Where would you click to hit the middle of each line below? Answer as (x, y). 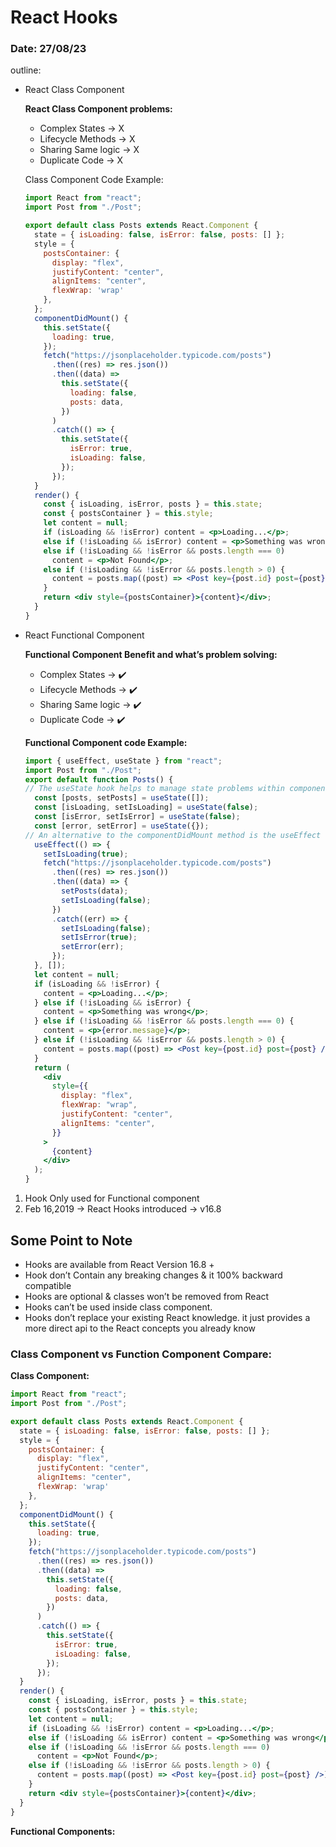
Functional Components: (63, 1831)
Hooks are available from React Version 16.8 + (119, 1264)
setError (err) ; (93, 947)
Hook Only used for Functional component (112, 1198)
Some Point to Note (71, 1240)
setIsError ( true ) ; (99, 937)
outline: (26, 70)
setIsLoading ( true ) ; (86, 854)
